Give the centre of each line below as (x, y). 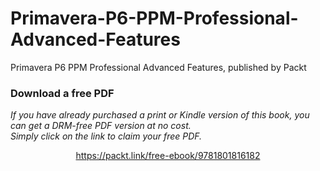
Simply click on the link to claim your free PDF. (106, 136)
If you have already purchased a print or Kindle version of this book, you (160, 115)
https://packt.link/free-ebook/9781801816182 (168, 156)
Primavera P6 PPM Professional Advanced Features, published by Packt (158, 67)
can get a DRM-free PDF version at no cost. (101, 126)
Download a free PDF (62, 93)
